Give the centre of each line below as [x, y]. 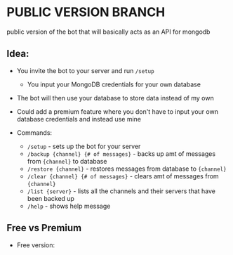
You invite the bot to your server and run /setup [86, 70]
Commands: [34, 132]
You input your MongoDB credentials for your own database [114, 84]
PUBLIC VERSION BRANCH [86, 12]
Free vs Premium [44, 228]
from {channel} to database [67, 161]
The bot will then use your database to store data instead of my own [115, 98]
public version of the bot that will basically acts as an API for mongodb [108, 32]
